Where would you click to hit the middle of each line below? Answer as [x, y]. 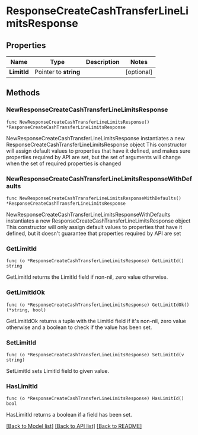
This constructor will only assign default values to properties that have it [94, 227]
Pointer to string [58, 72]
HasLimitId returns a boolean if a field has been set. [69, 415]
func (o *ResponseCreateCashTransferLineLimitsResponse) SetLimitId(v [95, 355]
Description [103, 62]
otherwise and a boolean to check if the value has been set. [79, 327]
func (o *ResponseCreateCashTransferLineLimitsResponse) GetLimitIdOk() [98, 305]
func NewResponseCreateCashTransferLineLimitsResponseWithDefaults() [94, 198]
